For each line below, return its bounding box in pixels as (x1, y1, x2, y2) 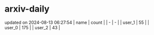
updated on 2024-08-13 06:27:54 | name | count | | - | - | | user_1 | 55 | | (4, 19, 150, 25)
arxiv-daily (4, 3, 50, 15)
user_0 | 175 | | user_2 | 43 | (4, 24, 60, 30)
